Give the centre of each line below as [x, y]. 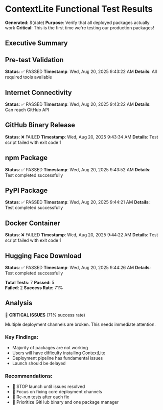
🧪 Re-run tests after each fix [41, 397]
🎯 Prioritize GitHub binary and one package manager [65, 402]
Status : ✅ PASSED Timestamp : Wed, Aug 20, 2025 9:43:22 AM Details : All [81, 71]
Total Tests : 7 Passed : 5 [30, 283]
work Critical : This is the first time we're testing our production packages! [80, 27]
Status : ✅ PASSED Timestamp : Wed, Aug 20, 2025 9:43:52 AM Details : [78, 169]
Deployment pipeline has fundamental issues [58, 358]
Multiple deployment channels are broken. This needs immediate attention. [80, 324]
